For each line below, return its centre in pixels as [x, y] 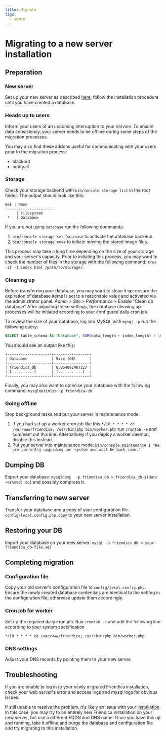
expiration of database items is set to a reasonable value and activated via [81, 296]
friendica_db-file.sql [28, 547]
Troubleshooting [31, 675]
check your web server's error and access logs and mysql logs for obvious [81, 692]
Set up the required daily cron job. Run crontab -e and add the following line [83, 621]
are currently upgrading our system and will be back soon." [77, 450]
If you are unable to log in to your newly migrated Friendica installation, [77, 687]
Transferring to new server [47, 498]
